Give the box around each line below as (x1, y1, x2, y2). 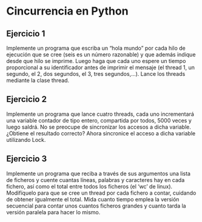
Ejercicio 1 (6, 29, 45, 39)
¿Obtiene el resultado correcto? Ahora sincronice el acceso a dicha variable (6, 129, 196, 137)
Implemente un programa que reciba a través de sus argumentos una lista (6, 170, 191, 177)
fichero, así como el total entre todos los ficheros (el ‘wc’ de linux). (6, 183, 173, 190)
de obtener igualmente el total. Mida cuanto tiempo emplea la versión (6, 195, 180, 203)
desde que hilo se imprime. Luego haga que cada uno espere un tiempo (6, 58, 186, 64)
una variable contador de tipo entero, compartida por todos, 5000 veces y (6, 116, 192, 124)
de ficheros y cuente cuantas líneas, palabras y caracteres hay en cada (6, 176, 185, 183)
